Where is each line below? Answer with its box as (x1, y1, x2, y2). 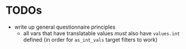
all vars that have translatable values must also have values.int (23, 29, 180, 36)
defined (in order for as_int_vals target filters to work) (23, 36, 158, 43)
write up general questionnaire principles (14, 23, 116, 30)
